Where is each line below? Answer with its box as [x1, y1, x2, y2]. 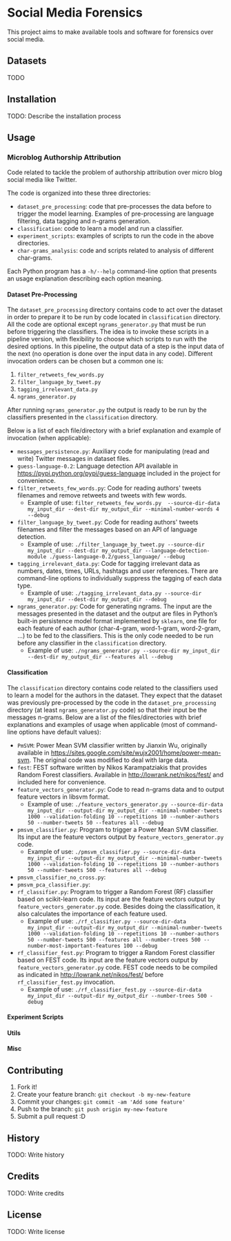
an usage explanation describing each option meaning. [7, 274, 163, 283]
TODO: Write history [7, 1150, 65, 1159]
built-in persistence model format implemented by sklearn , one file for [17, 617, 217, 625]
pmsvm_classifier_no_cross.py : [17, 873, 106, 881]
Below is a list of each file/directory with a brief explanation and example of [7, 426, 221, 435]
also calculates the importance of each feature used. [17, 909, 168, 918]
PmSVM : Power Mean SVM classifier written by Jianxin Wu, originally [17, 741, 208, 749]
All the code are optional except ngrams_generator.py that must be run [7, 320, 206, 329]
